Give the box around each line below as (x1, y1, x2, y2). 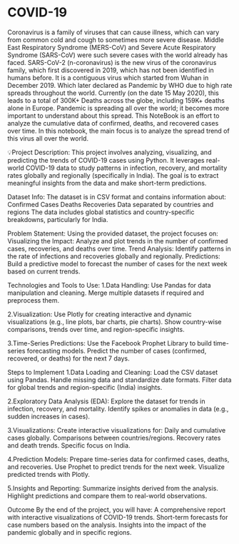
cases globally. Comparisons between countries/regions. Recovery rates (7, 433, 221, 442)
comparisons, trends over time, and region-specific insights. (7, 325, 185, 333)
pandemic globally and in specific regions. (7, 528, 132, 536)
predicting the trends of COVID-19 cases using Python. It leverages (7, 156, 205, 164)
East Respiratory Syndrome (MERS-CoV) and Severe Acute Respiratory (7, 43, 216, 51)
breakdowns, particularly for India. (7, 215, 108, 223)
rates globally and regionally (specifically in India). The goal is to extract (7, 171, 219, 179)
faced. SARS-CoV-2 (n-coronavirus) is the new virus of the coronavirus (7, 58, 217, 66)
